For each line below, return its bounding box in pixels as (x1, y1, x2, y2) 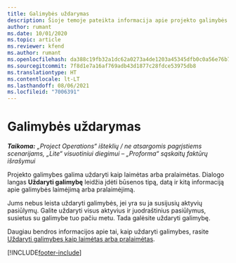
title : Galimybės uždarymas (7, 10, 90, 18)
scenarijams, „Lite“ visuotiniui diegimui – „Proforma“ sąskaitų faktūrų (7, 149, 209, 158)
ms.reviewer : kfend (7, 43, 65, 50)
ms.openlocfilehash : (7, 56, 68, 63)
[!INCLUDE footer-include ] (7, 248, 82, 257)
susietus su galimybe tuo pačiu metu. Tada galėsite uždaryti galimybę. (7, 214, 211, 222)
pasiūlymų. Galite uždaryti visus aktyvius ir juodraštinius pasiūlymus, (7, 206, 206, 215)
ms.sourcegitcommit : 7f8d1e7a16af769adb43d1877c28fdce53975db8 (7, 62, 197, 69)
